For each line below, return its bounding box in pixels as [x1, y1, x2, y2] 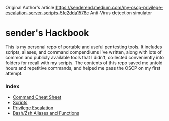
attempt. [5, 70, 23, 76]
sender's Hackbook [5, 27, 89, 39]
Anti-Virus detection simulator [90, 10, 152, 16]
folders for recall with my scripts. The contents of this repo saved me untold [5, 60, 163, 66]
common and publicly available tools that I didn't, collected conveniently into [5, 54, 164, 60]
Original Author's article [5, 5, 54, 10]
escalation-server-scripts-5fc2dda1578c [5, 10, 89, 16]
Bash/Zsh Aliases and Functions [12, 110, 80, 116]
